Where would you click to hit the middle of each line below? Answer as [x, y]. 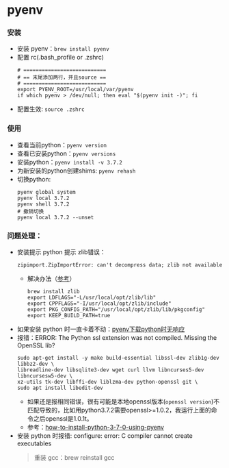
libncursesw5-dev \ [45, 376]
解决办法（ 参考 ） [51, 279]
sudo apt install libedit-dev [60, 388]
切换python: [34, 179]
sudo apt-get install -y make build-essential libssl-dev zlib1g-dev [118, 358]
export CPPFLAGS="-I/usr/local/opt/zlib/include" [99, 304]
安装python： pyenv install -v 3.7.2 [70, 162]
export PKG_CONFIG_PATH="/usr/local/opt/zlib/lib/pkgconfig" [116, 310]
